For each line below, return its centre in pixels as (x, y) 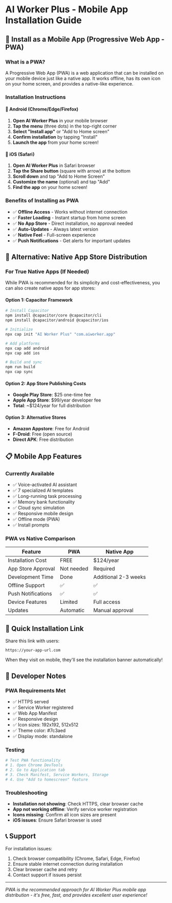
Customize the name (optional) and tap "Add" (61, 182)
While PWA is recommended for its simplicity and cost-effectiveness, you (83, 283)
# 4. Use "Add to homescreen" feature (47, 780)
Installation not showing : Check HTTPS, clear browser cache (78, 804)
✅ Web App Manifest (35, 713)
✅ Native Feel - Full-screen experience (54, 235)
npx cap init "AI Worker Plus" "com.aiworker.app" (60, 334)
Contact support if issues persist (47, 875)
